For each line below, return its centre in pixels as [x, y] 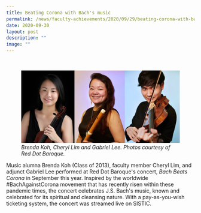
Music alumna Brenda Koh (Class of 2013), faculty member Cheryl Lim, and [99, 165]
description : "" [26, 38]
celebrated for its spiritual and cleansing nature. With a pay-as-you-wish [95, 197]
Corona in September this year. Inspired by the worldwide [77, 178]
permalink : [20, 19]
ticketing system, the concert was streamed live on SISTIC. [79, 203]
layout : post [22, 32]
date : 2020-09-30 [28, 25]
